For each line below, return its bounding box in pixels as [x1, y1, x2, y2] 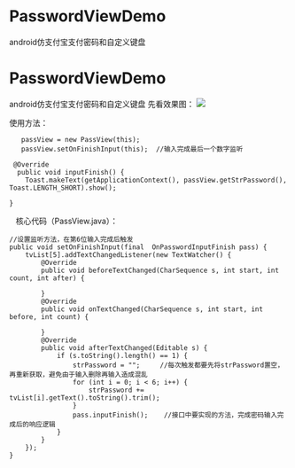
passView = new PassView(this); [20, 135, 141, 144]
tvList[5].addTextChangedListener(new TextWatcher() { [25, 250, 232, 259]
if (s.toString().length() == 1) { [56, 351, 189, 360]
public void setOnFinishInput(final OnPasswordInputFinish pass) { [9, 242, 268, 252]
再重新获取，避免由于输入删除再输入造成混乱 [9, 370, 148, 378]
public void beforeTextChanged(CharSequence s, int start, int [41, 266, 279, 275]
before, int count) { [9, 312, 89, 321]
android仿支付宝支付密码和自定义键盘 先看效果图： [9, 98, 195, 109]
